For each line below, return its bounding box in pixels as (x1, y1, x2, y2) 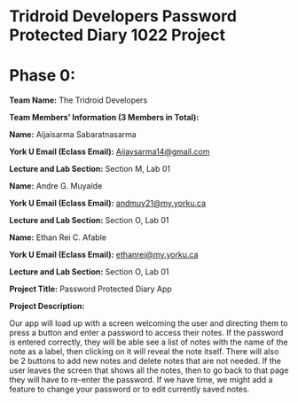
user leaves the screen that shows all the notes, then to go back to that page (9, 365, 289, 376)
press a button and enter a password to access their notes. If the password (9, 328, 284, 338)
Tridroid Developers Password (9, 6, 238, 27)
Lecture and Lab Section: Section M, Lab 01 (9, 164, 171, 174)
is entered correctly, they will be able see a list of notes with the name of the (9, 337, 288, 347)
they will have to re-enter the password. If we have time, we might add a (9, 375, 273, 385)
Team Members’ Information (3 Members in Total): (9, 112, 200, 123)
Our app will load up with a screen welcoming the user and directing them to (9, 318, 288, 329)
